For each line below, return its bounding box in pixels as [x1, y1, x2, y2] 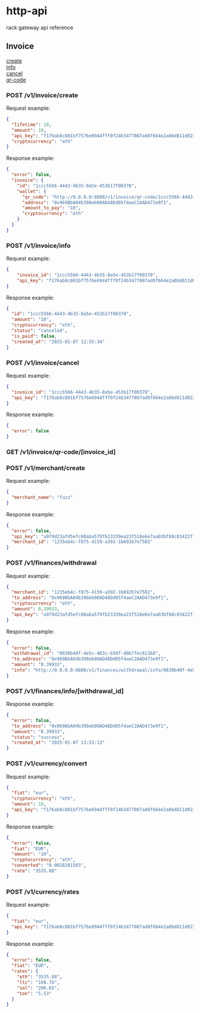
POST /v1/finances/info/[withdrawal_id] [6, 686, 124, 695]
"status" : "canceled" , [11, 328, 68, 334]
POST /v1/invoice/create [6, 91, 79, 99]
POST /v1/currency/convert [6, 759, 87, 768]
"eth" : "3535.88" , [17, 974, 62, 980]
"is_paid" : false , [11, 333, 58, 339]
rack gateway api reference [6, 24, 73, 31]
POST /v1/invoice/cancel [6, 358, 79, 367]
